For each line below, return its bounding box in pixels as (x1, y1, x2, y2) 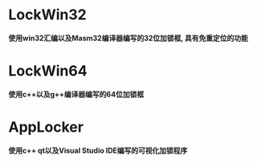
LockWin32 (8, 6, 87, 24)
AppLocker (8, 118, 84, 137)
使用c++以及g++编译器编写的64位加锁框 (8, 89, 145, 99)
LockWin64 (8, 62, 88, 80)
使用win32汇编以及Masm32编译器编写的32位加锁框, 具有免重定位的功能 (8, 33, 249, 43)
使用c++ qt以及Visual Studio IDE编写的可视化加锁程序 (8, 145, 188, 155)
